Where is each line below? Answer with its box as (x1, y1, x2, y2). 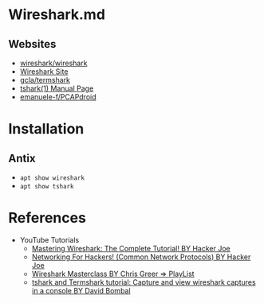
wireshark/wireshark (19, 58, 88, 68)
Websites (8, 37, 57, 51)
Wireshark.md (8, 6, 106, 24)
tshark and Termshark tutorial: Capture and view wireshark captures (31, 277, 257, 287)
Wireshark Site (19, 67, 69, 76)
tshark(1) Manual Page (19, 84, 94, 93)
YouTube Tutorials (19, 235, 80, 244)
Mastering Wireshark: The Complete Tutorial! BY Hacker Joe (31, 243, 231, 253)
